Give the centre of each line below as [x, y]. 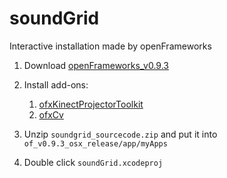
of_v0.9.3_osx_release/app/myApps [95, 143]
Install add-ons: [56, 84]
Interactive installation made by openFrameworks [110, 46]
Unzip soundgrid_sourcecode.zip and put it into [120, 134]
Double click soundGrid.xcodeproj [93, 162]
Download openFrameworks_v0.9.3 [96, 65]
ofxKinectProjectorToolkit [91, 104]
